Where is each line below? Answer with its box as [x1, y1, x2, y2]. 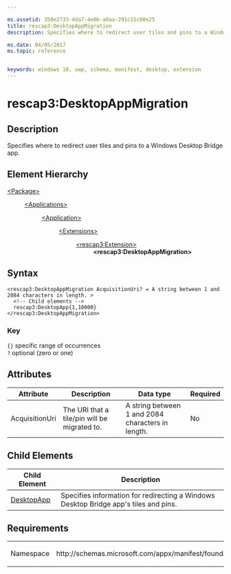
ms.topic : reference [7, 47, 67, 55]
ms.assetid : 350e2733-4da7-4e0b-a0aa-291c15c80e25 [7, 16, 155, 23]
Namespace [10, 549, 50, 558]
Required [190, 389, 221, 398]
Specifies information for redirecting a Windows [60, 490, 215, 500]
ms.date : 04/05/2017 [7, 41, 67, 48]
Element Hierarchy [7, 169, 89, 180]
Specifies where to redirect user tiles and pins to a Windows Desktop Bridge [7, 142, 223, 149]
